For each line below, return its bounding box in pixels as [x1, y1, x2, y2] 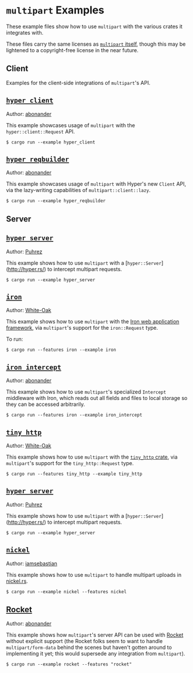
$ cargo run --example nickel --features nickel [6, 589, 127, 595]
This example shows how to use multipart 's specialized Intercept [6, 388, 167, 395]
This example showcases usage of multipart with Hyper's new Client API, [6, 180, 187, 187]
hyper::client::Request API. [6, 128, 75, 135]
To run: [6, 336, 23, 343]
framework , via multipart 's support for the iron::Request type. [6, 324, 158, 332]
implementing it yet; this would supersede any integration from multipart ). [6, 650, 185, 657]
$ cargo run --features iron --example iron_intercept [6, 412, 143, 418]
